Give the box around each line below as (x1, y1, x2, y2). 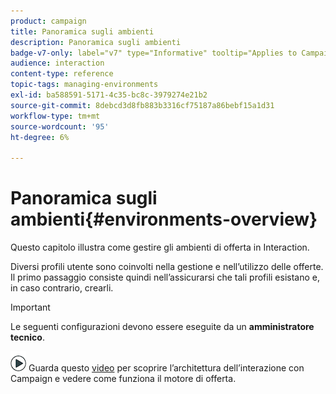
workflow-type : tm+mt (10, 111, 101, 121)
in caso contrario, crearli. (10, 282, 114, 294)
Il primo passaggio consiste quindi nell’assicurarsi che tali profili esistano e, (10, 271, 320, 284)
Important (10, 301, 51, 314)
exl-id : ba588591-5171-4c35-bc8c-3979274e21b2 (10, 90, 208, 100)
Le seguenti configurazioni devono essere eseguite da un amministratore (10, 321, 315, 333)
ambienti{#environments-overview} (10, 208, 318, 231)
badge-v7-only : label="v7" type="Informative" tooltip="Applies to (10, 48, 298, 58)
